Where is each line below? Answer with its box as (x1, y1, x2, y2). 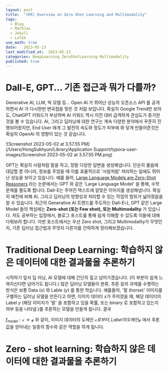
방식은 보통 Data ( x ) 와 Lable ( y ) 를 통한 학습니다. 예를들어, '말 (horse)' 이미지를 (5, 287, 163, 293)
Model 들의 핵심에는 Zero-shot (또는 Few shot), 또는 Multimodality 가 (5, 206, 147, 212)
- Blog (10, 21, 24, 27)
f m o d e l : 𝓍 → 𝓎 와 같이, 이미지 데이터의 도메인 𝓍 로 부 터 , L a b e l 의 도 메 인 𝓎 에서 (5, 317, 150, 324)
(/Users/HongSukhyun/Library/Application (5, 146, 92, 152)
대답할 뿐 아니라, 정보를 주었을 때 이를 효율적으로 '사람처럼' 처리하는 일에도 (5, 168, 151, 174)
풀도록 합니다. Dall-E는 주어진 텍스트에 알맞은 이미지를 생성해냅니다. (18, 187, 151, 194)
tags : (5, 17, 17, 22)
